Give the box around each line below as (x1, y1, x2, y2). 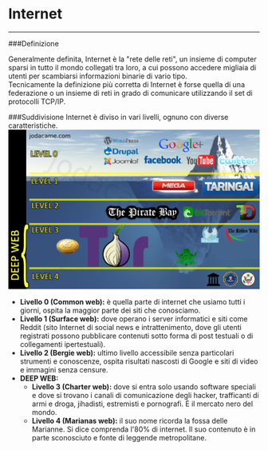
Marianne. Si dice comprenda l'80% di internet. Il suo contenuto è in (31, 424, 256, 434)
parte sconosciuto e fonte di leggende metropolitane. (31, 432, 207, 442)
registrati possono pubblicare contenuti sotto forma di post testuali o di (19, 331, 254, 340)
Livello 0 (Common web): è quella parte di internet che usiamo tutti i (19, 297, 246, 306)
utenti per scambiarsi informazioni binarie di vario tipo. (8, 71, 187, 81)
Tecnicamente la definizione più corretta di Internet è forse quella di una (8, 79, 246, 89)
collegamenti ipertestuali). (19, 339, 106, 348)
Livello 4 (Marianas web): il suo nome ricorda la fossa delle (31, 416, 228, 425)
